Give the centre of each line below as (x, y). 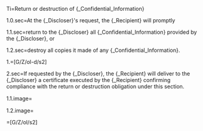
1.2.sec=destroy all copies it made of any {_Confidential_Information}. (93, 50)
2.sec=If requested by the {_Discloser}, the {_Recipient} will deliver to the (98, 74)
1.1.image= (19, 98)
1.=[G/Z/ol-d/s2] (27, 62)
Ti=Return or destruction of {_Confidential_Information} (75, 9)
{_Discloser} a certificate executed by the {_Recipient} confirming (88, 80)
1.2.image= (20, 110)
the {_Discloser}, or (30, 38)
